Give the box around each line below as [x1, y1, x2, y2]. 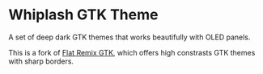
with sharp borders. [8, 56, 74, 66]
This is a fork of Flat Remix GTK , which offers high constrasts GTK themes [8, 47, 256, 57]
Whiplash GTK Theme [8, 6, 159, 24]
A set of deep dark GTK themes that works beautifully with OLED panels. [8, 32, 251, 42]
